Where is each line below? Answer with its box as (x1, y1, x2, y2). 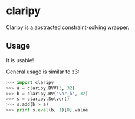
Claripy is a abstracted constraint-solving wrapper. (6, 24, 130, 31)
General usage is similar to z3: (6, 68, 80, 75)
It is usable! (6, 56, 34, 63)
